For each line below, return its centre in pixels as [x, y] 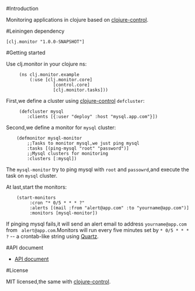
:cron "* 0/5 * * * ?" [57, 203]
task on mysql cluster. [32, 176]
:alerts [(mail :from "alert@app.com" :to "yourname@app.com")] [109, 208]
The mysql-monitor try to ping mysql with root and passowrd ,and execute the [98, 169]
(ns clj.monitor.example [49, 75]
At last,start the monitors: [36, 187]
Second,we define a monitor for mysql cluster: [61, 127]
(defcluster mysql [41, 112]
